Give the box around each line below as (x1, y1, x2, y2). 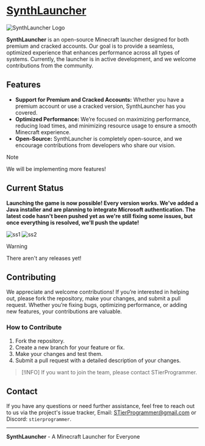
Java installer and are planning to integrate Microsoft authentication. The (6, 206, 196, 213)
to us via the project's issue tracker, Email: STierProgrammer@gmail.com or (6, 409, 196, 417)
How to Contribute (6, 323, 62, 331)
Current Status (6, 183, 64, 194)
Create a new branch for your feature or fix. (15, 344, 125, 351)
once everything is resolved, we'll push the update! (6, 219, 139, 226)
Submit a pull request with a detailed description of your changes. (15, 357, 181, 364)
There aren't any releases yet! (6, 254, 82, 262)
